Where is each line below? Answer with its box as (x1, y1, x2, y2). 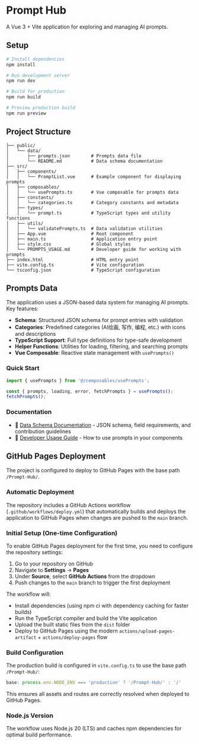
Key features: (6, 305, 38, 312)
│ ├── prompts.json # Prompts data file (6, 152, 142, 159)
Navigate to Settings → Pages (14, 567, 89, 573)
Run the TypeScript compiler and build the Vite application (14, 615, 158, 622)
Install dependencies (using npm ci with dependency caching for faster (14, 602, 189, 609)
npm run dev (6, 78, 36, 84)
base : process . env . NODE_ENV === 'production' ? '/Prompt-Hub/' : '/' (6, 680, 182, 686)
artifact (14, 635, 37, 641)
